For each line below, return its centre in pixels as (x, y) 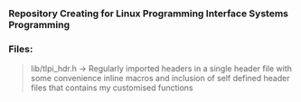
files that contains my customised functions (112, 88)
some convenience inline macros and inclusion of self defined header (160, 79)
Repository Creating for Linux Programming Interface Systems (148, 14)
